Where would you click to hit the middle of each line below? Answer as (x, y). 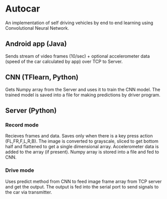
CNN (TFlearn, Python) (42, 77)
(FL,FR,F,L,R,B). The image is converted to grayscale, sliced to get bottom (82, 141)
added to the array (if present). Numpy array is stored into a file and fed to (82, 152)
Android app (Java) (36, 44)
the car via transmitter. (29, 192)
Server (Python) (31, 111)
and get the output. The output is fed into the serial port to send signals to (82, 186)
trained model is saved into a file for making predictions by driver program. (83, 95)
